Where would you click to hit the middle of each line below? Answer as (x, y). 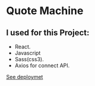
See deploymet (25, 77)
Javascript (28, 53)
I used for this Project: (48, 33)
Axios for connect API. (42, 65)
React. (23, 47)
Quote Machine (45, 11)
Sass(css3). (29, 59)
